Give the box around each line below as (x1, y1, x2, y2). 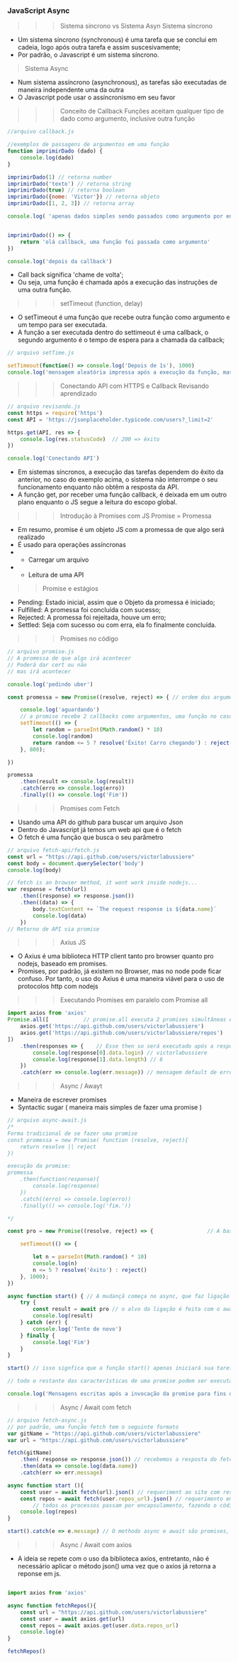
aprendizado (59, 389, 97, 398)
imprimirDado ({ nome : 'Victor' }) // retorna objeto (7, 194, 160, 201)
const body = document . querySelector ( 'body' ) (7, 860, 144, 867)
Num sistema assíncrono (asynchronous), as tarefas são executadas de (17, 78, 227, 87)
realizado (17, 533, 45, 541)
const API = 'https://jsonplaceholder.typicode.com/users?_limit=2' (7, 416, 214, 423)
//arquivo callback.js (7, 128, 74, 135)
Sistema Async (24, 65, 69, 73)
